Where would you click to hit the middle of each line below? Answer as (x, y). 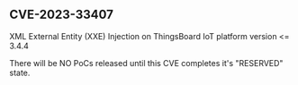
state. (20, 72)
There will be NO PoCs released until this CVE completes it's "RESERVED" (146, 63)
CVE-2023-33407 (62, 15)
